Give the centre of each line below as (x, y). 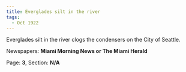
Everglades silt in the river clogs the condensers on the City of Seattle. (94, 40)
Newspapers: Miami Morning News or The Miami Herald (77, 51)
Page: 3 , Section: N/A (33, 62)
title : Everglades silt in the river (53, 12)
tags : (13, 17)
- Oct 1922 (25, 23)
